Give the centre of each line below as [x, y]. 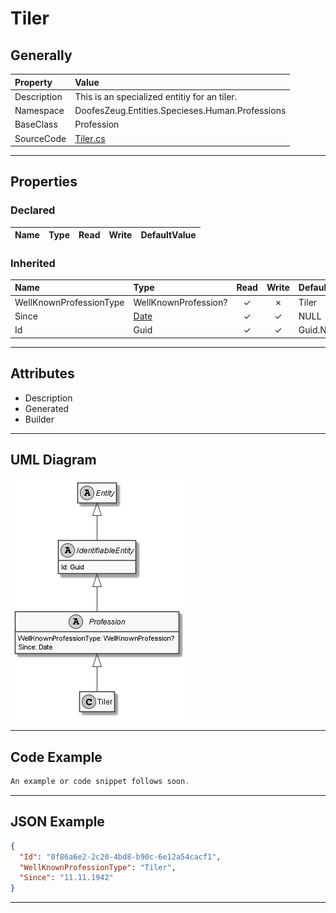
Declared [33, 210]
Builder [39, 419]
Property [33, 82]
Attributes [42, 373]
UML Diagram [53, 459]
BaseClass [36, 124]
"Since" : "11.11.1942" [66, 878]
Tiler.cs [90, 138]
